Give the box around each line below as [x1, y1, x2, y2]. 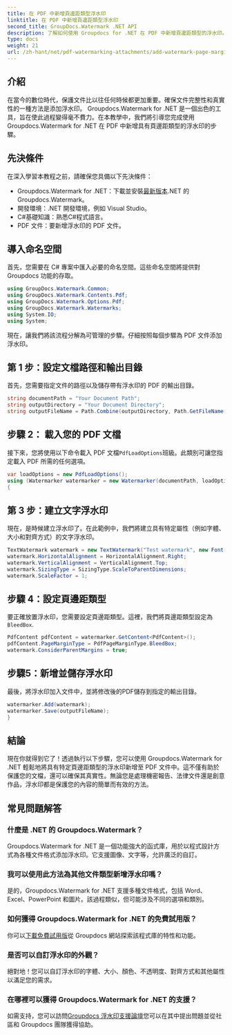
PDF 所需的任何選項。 [26, 457, 90, 465]
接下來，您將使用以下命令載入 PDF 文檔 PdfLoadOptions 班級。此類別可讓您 [7, 448, 217, 457]
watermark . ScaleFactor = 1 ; [7, 572, 88, 579]
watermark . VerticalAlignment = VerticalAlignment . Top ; [7, 560, 168, 567]
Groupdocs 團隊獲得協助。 [20, 1020, 97, 1029]
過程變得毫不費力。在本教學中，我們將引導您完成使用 [43, 113, 195, 121]
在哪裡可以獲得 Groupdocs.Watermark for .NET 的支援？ [7, 994, 197, 1004]
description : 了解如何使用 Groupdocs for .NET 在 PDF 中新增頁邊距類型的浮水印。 [7, 29, 228, 37]
